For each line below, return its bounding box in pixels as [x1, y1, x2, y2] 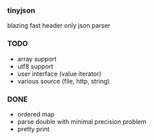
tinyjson [7, 6, 35, 15]
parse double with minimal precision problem [17, 117, 147, 125]
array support [17, 54, 57, 63]
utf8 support [17, 62, 54, 70]
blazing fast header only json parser [7, 22, 111, 30]
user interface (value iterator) [17, 69, 102, 78]
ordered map [17, 110, 55, 118]
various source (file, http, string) [17, 77, 110, 85]
